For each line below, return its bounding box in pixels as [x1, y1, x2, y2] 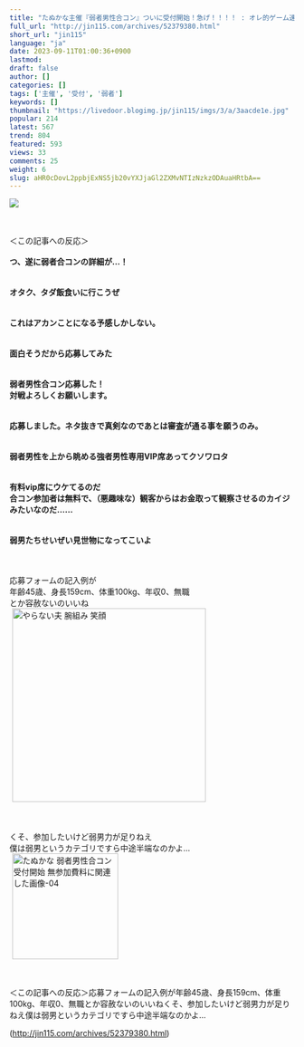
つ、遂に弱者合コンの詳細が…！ [9, 256, 128, 267]
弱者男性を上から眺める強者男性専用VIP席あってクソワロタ [9, 451, 229, 462]
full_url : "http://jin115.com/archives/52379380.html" [9, 22, 221, 31]
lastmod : [9, 55, 43, 64]
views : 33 [9, 148, 47, 157]
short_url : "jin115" [9, 30, 88, 39]
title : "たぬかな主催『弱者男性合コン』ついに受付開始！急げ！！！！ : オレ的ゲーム [9, 13, 290, 23]
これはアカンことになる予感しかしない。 [9, 318, 160, 329]
